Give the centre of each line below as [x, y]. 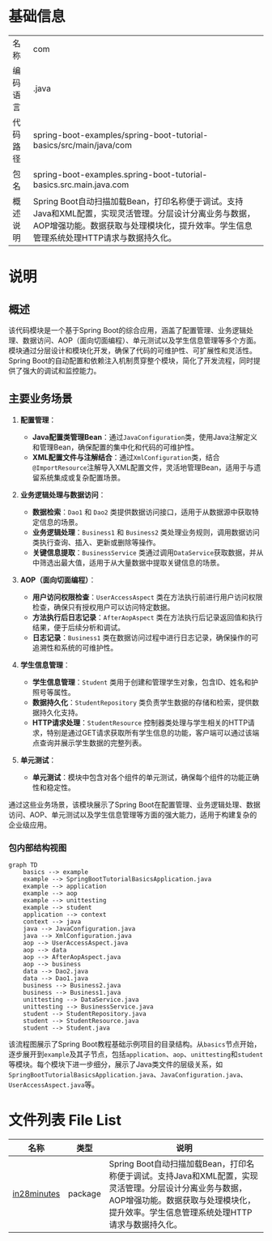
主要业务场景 [40, 399]
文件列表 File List [65, 1121]
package [84, 1193]
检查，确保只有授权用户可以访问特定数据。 [103, 607]
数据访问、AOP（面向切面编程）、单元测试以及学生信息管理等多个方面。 [141, 340]
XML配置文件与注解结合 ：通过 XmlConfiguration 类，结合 [126, 457]
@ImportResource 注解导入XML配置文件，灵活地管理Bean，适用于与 [143, 467]
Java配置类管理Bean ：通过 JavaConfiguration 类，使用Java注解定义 [144, 437]
